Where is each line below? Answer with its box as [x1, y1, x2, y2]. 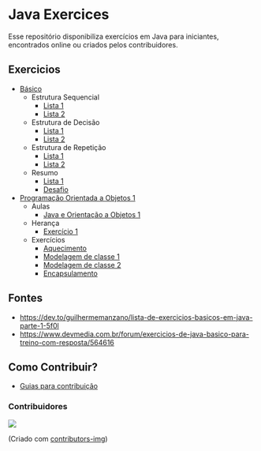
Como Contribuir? [8, 360, 99, 374]
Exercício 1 [43, 227, 79, 236]
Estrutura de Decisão [31, 117, 100, 127]
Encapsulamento [43, 269, 99, 278]
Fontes [8, 291, 43, 305]
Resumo [31, 167, 58, 177]
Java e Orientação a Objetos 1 [43, 209, 140, 219]
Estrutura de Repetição [31, 142, 106, 152]
